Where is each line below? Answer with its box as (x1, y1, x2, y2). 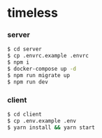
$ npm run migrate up (7, 71, 71, 78)
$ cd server (7, 46, 42, 53)
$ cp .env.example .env (7, 117, 77, 124)
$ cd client (7, 111, 42, 118)
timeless (7, 5, 58, 21)
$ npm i (7, 59, 30, 66)
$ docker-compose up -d (7, 65, 77, 73)
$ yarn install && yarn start (7, 124, 96, 131)
